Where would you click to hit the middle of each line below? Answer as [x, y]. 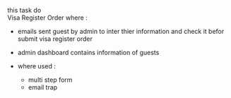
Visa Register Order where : [48, 18]
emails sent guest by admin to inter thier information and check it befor [121, 31]
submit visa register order [55, 39]
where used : [37, 66]
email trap [43, 87]
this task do [24, 10]
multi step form [50, 80]
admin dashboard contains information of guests [88, 53]
